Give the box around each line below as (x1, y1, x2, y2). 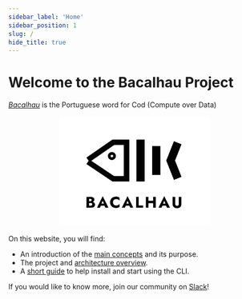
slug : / (8, 30, 34, 38)
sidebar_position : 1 (8, 21, 78, 30)
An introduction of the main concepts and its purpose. (19, 249, 199, 259)
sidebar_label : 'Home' (8, 13, 84, 21)
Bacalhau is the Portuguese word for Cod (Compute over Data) (8, 100, 217, 110)
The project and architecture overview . (19, 258, 148, 268)
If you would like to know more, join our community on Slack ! (8, 282, 210, 292)
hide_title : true (8, 38, 67, 46)
